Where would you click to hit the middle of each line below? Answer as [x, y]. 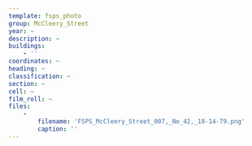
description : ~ [34, 39]
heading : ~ [27, 69]
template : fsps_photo [45, 16]
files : [20, 106]
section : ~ [27, 84]
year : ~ [22, 31]
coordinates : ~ [34, 62]
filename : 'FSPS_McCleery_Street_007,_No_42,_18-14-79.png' [141, 122]
